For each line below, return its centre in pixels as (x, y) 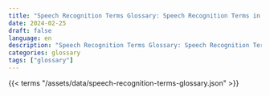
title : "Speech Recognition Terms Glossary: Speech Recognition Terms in (135, 16)
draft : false (30, 30)
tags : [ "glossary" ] (41, 61)
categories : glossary (45, 53)
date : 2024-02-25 (37, 23)
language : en (30, 38)
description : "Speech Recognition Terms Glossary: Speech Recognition (129, 46)
